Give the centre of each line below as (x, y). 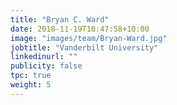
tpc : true (31, 76)
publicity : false (46, 66)
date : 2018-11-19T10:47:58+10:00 (80, 29)
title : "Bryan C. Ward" (60, 19)
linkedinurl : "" (44, 57)
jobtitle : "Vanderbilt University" (84, 47)
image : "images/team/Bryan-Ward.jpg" (89, 38)
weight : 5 (31, 85)
